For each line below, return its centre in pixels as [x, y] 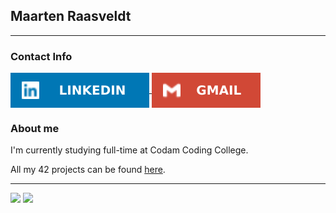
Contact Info [41, 56]
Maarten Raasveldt [71, 16]
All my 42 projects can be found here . [88, 170]
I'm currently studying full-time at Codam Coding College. [129, 150]
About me [35, 129]
